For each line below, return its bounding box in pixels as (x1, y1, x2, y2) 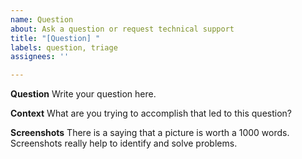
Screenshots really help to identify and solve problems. (10, 137, 238, 150)
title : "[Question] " (10, 33, 101, 43)
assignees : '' (10, 52, 70, 62)
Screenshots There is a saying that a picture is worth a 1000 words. (10, 127, 290, 139)
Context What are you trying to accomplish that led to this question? (10, 107, 292, 120)
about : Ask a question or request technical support (10, 24, 235, 34)
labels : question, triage (10, 42, 118, 53)
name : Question (10, 14, 74, 25)
